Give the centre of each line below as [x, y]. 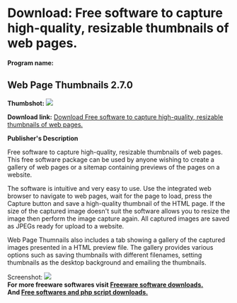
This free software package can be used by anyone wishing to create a [111, 159]
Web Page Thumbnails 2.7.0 [70, 86]
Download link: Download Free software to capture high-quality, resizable [115, 117]
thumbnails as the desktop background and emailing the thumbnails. [107, 262]
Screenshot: [25, 277]
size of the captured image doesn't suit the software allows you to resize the [119, 211]
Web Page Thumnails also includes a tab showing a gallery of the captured [116, 240]
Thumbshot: [26, 103]
